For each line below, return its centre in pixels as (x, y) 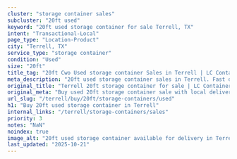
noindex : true (28, 132)
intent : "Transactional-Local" (53, 33)
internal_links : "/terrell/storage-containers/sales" (88, 112)
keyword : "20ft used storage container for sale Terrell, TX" (101, 27)
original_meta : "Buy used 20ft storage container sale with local (107, 92)
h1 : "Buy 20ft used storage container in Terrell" (83, 106)
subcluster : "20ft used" (44, 20)
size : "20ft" (26, 66)
